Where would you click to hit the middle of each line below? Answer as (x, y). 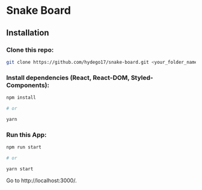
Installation (28, 33)
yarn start (20, 169)
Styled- (142, 78)
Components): (28, 85)
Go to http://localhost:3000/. (41, 180)
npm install (21, 98)
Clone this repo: (30, 50)
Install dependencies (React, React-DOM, (68, 78)
